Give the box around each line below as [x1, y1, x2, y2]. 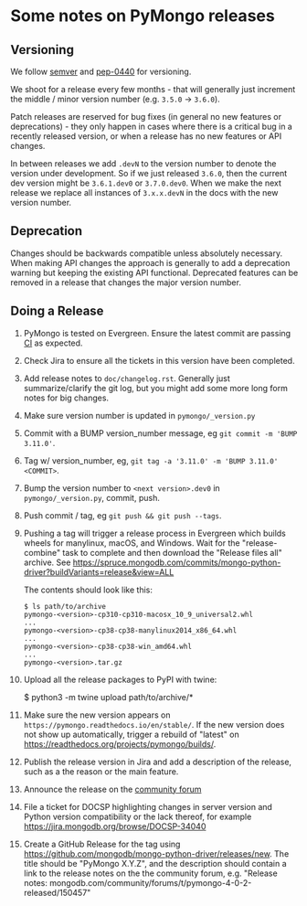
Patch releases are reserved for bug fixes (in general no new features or [10, 112, 282, 122]
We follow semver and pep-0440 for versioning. [10, 66, 192, 77]
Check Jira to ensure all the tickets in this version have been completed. [23, 355, 295, 366]
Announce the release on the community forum [23, 783, 202, 794]
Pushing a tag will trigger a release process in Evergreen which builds [23, 528, 287, 538]
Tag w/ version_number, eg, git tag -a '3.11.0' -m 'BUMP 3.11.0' [23, 454, 279, 466]
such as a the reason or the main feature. [23, 765, 179, 777]
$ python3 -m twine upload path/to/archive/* [23, 691, 194, 702]
